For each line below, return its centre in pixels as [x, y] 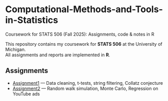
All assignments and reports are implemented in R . [58, 55]
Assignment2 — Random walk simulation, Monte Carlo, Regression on [85, 88]
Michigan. [16, 49]
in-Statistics [32, 20]
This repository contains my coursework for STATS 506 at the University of [84, 44]
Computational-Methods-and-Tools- [84, 9]
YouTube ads [26, 94]
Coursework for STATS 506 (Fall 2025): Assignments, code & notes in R [80, 34]
